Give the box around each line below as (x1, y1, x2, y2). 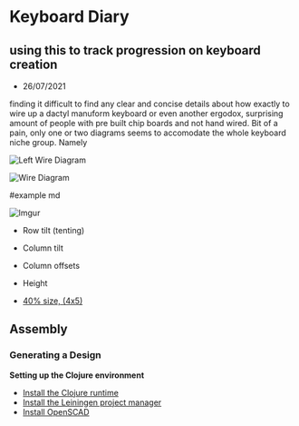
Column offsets (22, 261, 80, 271)
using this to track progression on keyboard (9, 43, 261, 58)
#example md (9, 190, 61, 201)
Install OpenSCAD (22, 406, 90, 417)
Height (22, 278, 48, 288)
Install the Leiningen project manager (22, 397, 162, 408)
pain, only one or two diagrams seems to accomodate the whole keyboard (9, 127, 287, 138)
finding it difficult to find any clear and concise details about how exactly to (9, 98, 290, 109)
